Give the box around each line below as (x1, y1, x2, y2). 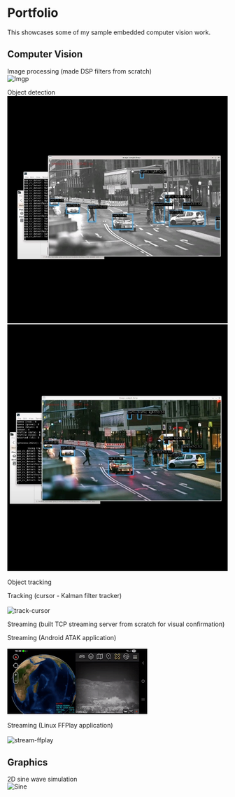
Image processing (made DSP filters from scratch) (7, 67, 152, 75)
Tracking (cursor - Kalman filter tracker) (7, 592, 122, 600)
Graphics (7, 756, 48, 768)
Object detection (7, 88, 56, 96)
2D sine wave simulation (7, 775, 78, 784)
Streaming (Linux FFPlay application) (7, 721, 113, 730)
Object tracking (7, 578, 52, 586)
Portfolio (7, 5, 59, 21)
